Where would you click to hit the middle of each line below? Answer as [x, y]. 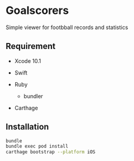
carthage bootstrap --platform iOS [51, 152]
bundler [33, 96]
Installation [27, 127]
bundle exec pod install [37, 146]
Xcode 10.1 [28, 61]
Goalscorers [37, 11]
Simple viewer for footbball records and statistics [67, 27]
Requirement [31, 46]
